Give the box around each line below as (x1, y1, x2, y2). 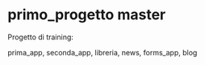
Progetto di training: (7, 32, 74, 42)
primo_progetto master (7, 6, 166, 24)
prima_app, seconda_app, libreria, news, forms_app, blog (7, 47, 198, 57)
